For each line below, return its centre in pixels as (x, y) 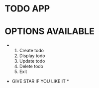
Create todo (32, 51)
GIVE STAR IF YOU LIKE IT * (40, 81)
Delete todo (31, 66)
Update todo (32, 61)
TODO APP (27, 9)
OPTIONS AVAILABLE (50, 32)
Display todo (32, 56)
